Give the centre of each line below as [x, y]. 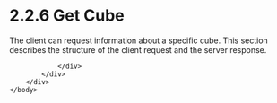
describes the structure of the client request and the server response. [138, 49]
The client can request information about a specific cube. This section [139, 40]
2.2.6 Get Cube [67, 16]
